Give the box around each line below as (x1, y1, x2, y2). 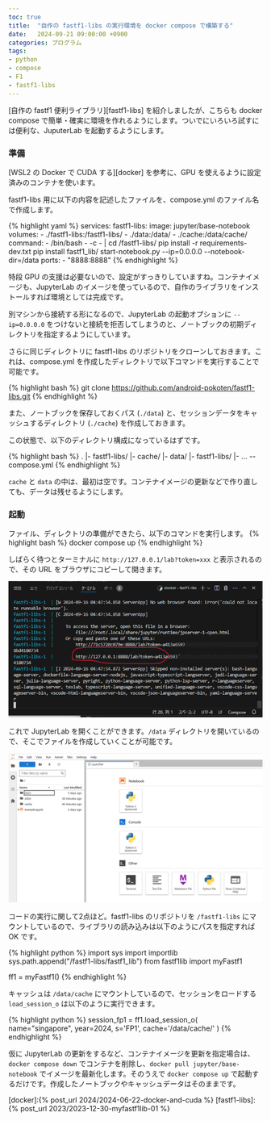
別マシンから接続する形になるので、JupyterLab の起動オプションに (8, 309, 232, 319)
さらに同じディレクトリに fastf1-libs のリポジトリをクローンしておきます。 (8, 346, 256, 356)
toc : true (8, 13, 42, 21)
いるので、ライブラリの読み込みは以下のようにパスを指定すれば (43, 922, 256, 931)
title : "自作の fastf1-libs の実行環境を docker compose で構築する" (8, 21, 234, 30)
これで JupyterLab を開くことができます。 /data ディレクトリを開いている (8, 726, 252, 736)
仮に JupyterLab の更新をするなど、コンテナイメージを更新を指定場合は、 (8, 1049, 255, 1059)
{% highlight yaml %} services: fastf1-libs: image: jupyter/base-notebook (8, 220, 251, 230)
